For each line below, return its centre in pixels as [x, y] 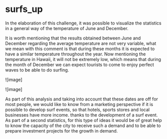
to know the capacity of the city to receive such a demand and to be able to [83, 125]
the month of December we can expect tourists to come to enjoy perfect [79, 64]
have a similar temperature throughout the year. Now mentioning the [75, 54]
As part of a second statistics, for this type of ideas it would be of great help [84, 120]
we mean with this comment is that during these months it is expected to [80, 48]
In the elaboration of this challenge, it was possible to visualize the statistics [83, 23]
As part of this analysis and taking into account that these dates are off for [82, 99]
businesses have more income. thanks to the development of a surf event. [81, 115]
